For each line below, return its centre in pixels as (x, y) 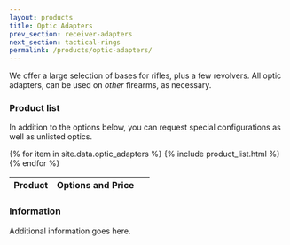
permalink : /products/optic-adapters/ (81, 51)
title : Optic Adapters (51, 26)
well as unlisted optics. (51, 137)
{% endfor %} (35, 163)
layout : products (41, 17)
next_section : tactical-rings (65, 42)
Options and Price (95, 186)
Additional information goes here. (70, 231)
